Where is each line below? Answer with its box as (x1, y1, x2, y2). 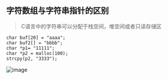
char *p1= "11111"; (6, 45, 55, 51)
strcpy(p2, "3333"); (6, 56, 58, 62)
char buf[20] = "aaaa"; (6, 35, 66, 41)
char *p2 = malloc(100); (6, 50, 68, 56)
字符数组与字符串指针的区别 (6, 5, 109, 16)
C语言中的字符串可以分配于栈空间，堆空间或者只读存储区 (20, 23, 162, 30)
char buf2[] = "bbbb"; (6, 39, 63, 46)
